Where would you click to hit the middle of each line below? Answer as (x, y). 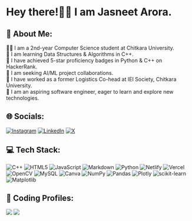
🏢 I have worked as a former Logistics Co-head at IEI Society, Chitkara (91, 79)
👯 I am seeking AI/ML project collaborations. (60, 73)
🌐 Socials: (25, 116)
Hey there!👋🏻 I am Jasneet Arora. (89, 12)
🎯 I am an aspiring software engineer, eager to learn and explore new (90, 92)
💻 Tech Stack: (33, 150)
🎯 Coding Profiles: (40, 198)
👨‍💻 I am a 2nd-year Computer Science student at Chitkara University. (90, 48)
